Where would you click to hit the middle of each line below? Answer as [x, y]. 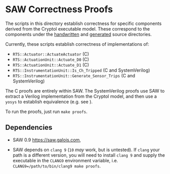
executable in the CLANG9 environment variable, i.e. [65, 160]
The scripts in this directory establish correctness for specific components [83, 23]
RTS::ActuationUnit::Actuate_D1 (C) [51, 65]
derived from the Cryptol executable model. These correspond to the [78, 28]
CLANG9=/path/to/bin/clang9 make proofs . [56, 166]
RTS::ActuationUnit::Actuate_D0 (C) [51, 59]
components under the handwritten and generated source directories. [78, 34]
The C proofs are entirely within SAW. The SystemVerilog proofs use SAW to [85, 91]
